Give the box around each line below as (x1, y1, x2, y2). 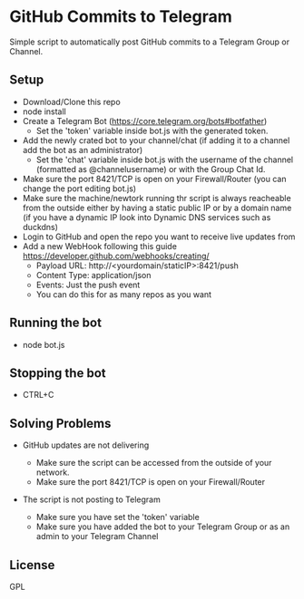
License (9, 557, 55, 573)
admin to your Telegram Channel (35, 531, 159, 542)
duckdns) (22, 221, 59, 232)
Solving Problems (9, 415, 112, 431)
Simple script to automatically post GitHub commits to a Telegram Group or (9, 36, 290, 47)
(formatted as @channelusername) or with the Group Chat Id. (35, 163, 266, 174)
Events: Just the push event (35, 279, 141, 290)
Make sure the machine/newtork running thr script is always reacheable (22, 192, 292, 203)
